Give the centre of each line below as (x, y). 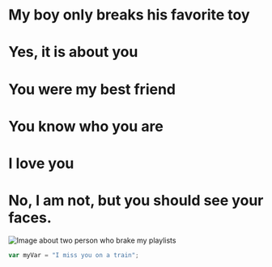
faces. (30, 218)
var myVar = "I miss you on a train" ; (74, 255)
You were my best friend (92, 89)
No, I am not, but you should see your (136, 201)
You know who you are (86, 126)
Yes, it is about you (73, 52)
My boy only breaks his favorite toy (129, 15)
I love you (41, 163)
